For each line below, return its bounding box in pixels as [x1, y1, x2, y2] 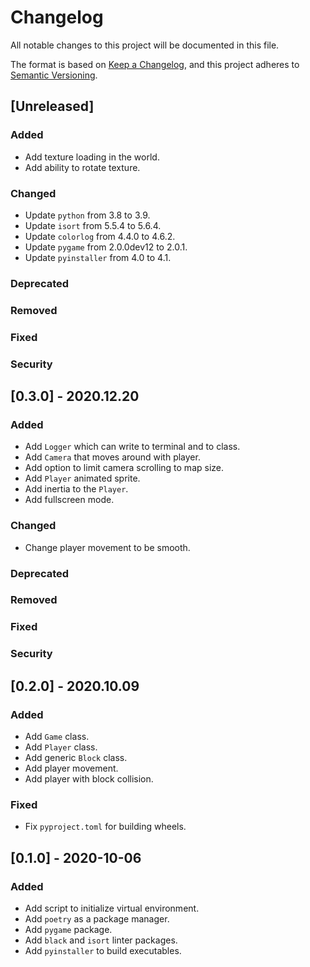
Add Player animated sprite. [24, 472, 141, 485]
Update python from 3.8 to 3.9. [24, 209, 151, 221]
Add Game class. [24, 730, 90, 742]
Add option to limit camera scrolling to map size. [24, 462, 224, 474]
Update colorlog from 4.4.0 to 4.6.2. [24, 230, 176, 242]
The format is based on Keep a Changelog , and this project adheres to [10, 58, 300, 70]
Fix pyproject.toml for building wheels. [24, 821, 187, 833]
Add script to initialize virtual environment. [24, 902, 200, 914]
